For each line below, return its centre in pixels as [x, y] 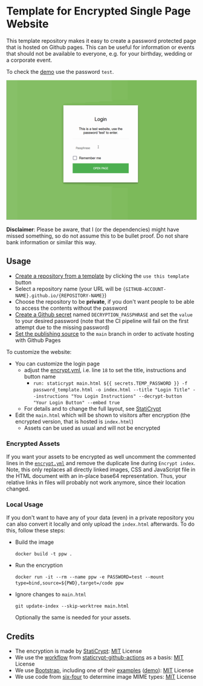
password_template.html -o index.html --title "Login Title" [111, 390]
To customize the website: [39, 351]
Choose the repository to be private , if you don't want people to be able [105, 301]
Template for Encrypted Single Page [98, 11]
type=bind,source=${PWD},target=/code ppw [69, 583]
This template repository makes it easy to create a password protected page [101, 41]
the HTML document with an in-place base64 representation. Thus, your [97, 476]
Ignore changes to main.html [50, 595]
